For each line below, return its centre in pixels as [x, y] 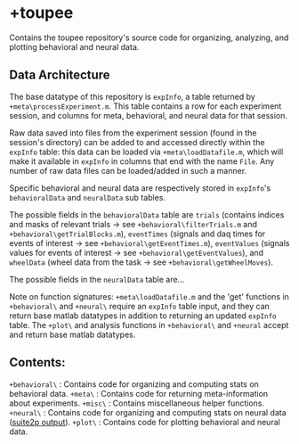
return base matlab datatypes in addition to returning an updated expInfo [143, 316]
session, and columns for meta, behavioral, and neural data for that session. [148, 115]
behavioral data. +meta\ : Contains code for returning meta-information [139, 393]
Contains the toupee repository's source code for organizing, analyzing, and [149, 37]
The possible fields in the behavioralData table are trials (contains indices [147, 214]
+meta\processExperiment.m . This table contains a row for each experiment [145, 106]
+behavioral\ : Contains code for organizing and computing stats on [134, 384]
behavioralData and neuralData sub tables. [88, 197]
